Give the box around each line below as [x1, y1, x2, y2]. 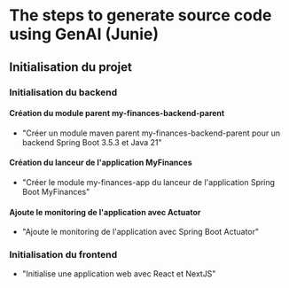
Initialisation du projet [9, 59, 133, 74]
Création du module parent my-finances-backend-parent [9, 108, 225, 119]
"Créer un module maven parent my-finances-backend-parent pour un [21, 128, 281, 138]
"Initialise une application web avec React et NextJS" [21, 269, 216, 279]
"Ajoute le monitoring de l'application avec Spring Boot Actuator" [21, 227, 260, 237]
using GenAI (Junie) [9, 24, 160, 44]
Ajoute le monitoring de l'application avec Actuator [9, 206, 201, 217]
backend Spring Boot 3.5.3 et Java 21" [21, 136, 162, 147]
